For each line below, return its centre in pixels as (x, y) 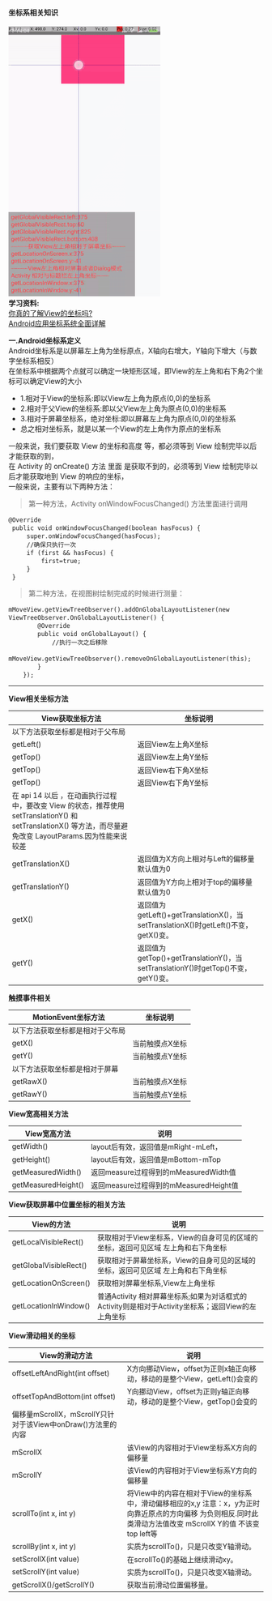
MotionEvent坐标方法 (68, 1018)
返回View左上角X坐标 (173, 745)
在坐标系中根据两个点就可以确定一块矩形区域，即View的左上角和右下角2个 (132, 371)
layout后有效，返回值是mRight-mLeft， (156, 1146)
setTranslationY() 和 (45, 816)
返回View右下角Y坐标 (173, 783)
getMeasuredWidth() (47, 1172)
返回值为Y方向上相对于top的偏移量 (195, 882)
